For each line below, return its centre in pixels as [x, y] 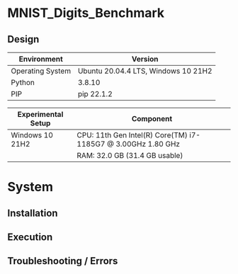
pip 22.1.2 [95, 94]
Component [152, 119]
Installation [33, 213]
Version [145, 59]
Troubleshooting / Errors [63, 261]
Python [23, 82]
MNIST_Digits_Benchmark [86, 13]
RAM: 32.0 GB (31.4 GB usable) [130, 155]
